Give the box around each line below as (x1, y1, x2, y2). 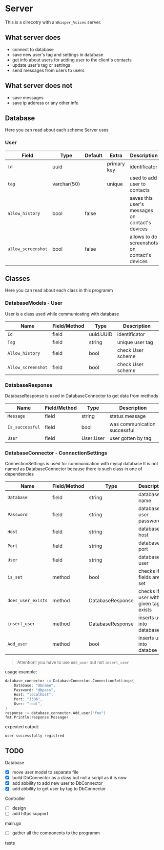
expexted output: (5, 724, 40, 730)
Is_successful (7, 425, 41, 430)
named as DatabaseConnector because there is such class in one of (5, 466, 143, 472)
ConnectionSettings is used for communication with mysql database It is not (5, 461, 159, 467)
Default (84, 152, 102, 159)
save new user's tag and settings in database (12, 52, 103, 57)
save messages (12, 94, 44, 101)
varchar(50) (52, 180, 81, 187)
